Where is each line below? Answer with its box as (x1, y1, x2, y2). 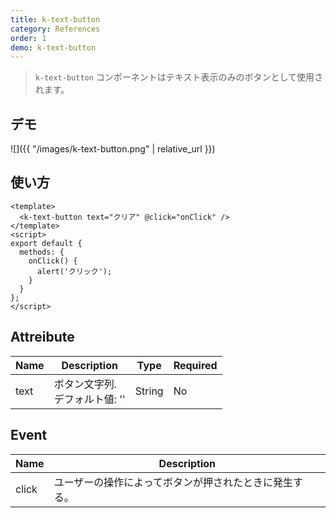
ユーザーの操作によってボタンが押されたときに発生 (53, 475, 294, 489)
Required (173, 358, 218, 372)
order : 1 (10, 33, 47, 43)
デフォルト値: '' (53, 392, 126, 406)
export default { (10, 238, 83, 248)
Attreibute (10, 329, 75, 346)
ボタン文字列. (53, 377, 117, 391)
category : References (10, 24, 101, 34)
